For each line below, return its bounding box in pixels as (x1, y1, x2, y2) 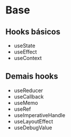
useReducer (13, 87, 43, 94)
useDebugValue (13, 124, 52, 131)
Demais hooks (5, 71, 59, 82)
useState (13, 42, 35, 49)
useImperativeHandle (13, 111, 65, 118)
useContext (13, 55, 42, 61)
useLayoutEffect (13, 118, 54, 125)
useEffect (13, 48, 37, 55)
